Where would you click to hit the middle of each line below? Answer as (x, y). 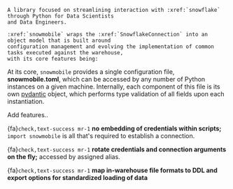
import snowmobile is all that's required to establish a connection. (101, 136)
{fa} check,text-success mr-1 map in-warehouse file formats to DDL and (113, 170)
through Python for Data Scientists (61, 16)
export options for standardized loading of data (78, 177)
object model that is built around (59, 40)
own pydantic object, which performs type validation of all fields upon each (116, 94)
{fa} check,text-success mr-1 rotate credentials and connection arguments (117, 149)
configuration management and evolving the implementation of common (111, 47)
